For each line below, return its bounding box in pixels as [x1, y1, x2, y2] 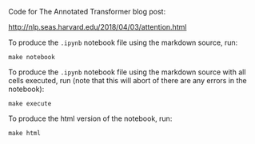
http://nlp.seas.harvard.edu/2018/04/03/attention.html [8, 22, 187, 31]
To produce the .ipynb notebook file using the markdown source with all [8, 67, 246, 77]
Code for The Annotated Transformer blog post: [8, 7, 166, 16]
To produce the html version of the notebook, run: [8, 114, 173, 123]
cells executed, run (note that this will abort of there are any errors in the [8, 76, 248, 85]
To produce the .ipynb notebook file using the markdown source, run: [8, 38, 238, 47]
